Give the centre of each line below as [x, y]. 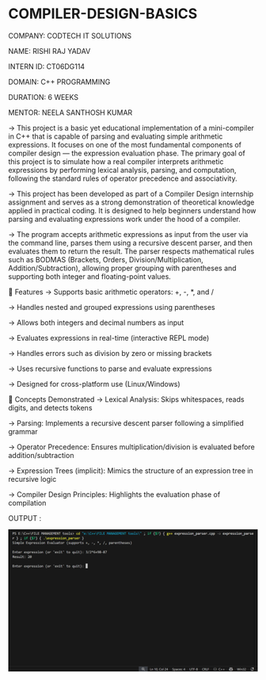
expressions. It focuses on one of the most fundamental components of [125, 144]
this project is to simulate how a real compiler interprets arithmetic [116, 161]
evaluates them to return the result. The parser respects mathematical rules [131, 251]
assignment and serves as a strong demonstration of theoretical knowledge [131, 202]
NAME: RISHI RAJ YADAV [49, 51]
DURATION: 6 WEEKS [44, 97]
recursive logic [32, 479]
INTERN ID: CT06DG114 [47, 66]
